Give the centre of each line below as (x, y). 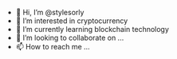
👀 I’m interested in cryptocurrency (72, 21)
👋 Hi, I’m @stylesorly (50, 12)
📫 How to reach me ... (53, 47)
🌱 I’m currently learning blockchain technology (92, 29)
